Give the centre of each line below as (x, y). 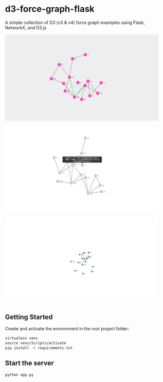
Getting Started (29, 317)
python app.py (19, 375)
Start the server (30, 363)
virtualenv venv (21, 338)
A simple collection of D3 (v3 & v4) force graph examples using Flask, (75, 22)
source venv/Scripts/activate (36, 343)
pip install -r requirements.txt (39, 348)
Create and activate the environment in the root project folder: (67, 329)
